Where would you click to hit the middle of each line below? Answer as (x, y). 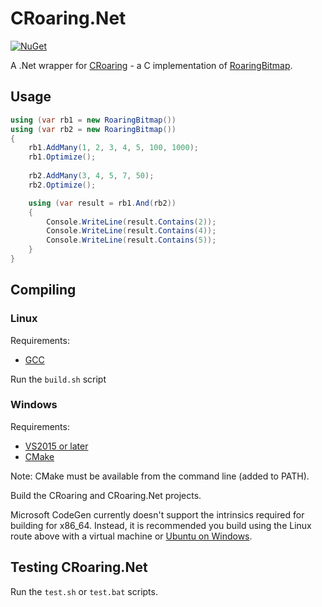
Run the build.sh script (58, 379)
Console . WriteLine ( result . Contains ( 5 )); (131, 240)
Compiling (43, 290)
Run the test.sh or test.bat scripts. (84, 591)
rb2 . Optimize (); (62, 185)
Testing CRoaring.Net (79, 567)
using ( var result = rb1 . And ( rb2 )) (102, 203)
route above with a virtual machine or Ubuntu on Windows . (131, 536)
